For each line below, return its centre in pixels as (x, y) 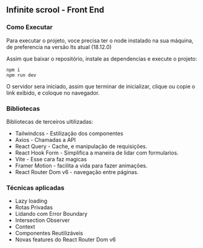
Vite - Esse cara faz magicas (51, 159)
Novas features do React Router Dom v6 (65, 240)
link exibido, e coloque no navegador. (53, 93)
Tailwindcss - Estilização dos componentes (69, 133)
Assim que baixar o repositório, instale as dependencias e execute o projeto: (102, 59)
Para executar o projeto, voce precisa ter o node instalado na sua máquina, (100, 40)
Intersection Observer (42, 220)
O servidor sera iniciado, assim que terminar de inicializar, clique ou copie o (101, 86)
